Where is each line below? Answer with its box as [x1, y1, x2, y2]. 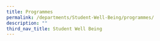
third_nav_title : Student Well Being [6, 25, 103, 32]
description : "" [6, 20, 48, 26]
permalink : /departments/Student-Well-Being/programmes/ [6, 14, 155, 20]
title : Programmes [6, 8, 53, 15]
